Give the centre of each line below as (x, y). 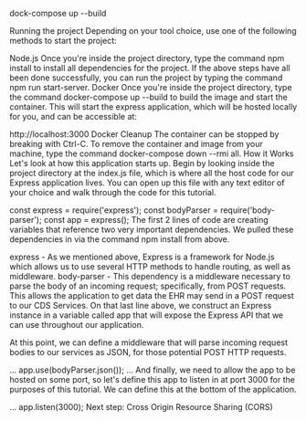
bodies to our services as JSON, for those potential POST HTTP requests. (148, 352)
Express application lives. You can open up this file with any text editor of (147, 183)
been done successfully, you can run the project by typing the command (146, 78)
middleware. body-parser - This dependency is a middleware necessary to (150, 276)
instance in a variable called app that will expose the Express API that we (147, 315)
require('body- (248, 210)
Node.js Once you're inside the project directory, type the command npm (147, 58)
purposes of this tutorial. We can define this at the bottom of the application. (153, 389)
